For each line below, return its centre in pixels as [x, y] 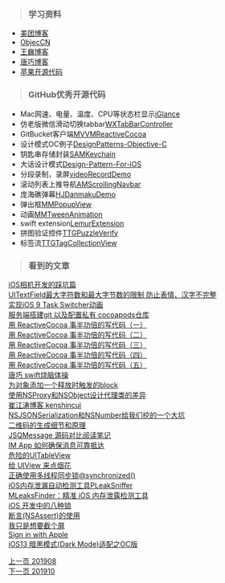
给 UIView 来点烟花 [40, 465]
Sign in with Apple [38, 534]
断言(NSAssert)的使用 [44, 515]
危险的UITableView [39, 455]
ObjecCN [35, 43]
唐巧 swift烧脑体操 [39, 375]
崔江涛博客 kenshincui [45, 405]
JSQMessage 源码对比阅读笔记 [59, 435]
